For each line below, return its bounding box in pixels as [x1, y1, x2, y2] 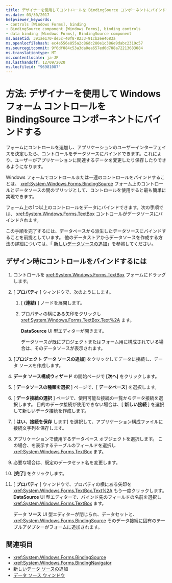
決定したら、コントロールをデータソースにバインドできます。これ [14, 151, 153, 157]
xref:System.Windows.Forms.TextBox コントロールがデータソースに [15, 211, 159, 217]
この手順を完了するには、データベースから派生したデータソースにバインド [6, 228, 162, 234]
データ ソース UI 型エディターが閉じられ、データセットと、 [13, 511, 137, 517]
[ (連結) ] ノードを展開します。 [20, 299, 85, 306]
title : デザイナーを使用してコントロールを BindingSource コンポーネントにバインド [6, 7, 166, 13]
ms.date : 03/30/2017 [6, 12, 50, 17]
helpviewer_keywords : [6, 17, 52, 22]
